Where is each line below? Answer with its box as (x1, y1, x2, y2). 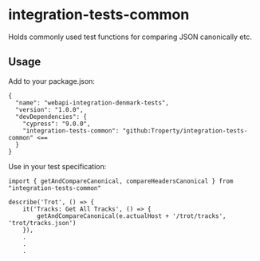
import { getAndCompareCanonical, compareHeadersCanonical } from (8, 177, 234, 185)
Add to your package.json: (8, 76, 96, 85)
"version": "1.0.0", (15, 105, 84, 113)
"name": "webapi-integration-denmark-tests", (15, 98, 170, 107)
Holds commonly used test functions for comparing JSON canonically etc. (8, 32, 253, 42)
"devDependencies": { (15, 113, 88, 121)
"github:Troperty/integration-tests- (122, 126, 248, 135)
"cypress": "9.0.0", (22, 120, 91, 128)
